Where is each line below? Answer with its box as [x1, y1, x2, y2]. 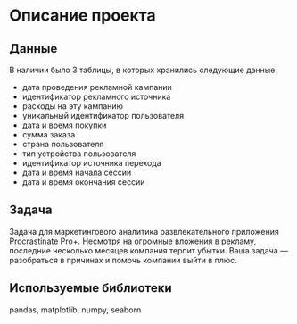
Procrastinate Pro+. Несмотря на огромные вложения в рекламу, [9, 236, 257, 246]
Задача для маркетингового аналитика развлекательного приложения [9, 226, 279, 237]
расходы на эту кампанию [21, 101, 123, 112]
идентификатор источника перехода [21, 158, 162, 168]
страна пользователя [21, 139, 104, 149]
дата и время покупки [21, 120, 107, 130]
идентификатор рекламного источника [21, 91, 171, 102]
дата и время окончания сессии [21, 177, 145, 187]
